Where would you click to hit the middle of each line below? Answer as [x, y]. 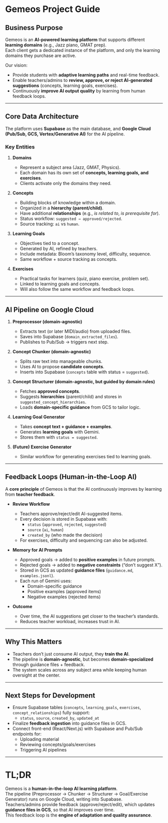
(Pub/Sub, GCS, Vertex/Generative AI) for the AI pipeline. [65, 134]
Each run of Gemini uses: [46, 581]
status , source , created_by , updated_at [59, 718]
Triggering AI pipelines [43, 750]
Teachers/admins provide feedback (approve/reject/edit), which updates [80, 805]
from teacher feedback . [30, 494]
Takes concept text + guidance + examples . [66, 426]
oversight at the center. [36, 675]
